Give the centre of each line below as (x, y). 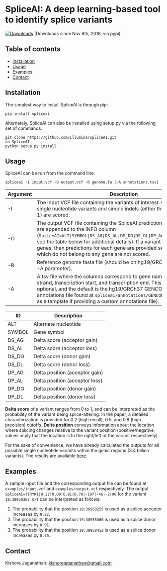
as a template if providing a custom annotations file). (98, 301)
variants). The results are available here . (46, 456)
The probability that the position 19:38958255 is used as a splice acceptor (87, 509)
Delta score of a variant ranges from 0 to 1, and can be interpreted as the (80, 409)
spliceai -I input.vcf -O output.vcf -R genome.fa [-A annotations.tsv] (82, 183)
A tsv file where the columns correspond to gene (94, 277)
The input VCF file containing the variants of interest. (98, 202)
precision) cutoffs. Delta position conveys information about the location (80, 425)
